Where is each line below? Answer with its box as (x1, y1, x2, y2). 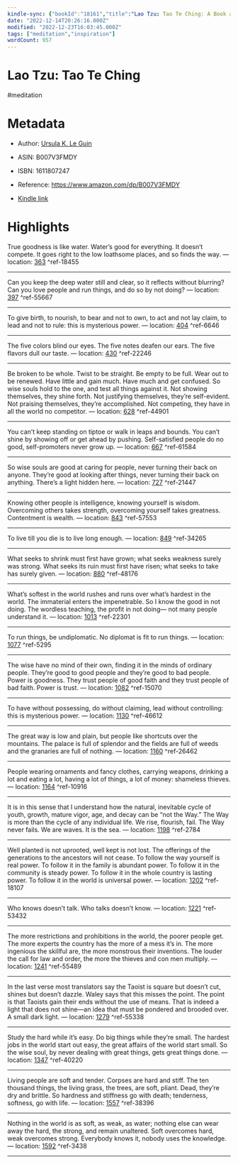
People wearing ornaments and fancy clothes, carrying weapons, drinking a (7, 767, 229, 776)
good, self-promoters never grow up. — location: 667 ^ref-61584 (7, 442, 197, 451)
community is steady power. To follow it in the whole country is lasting (7, 868, 212, 877)
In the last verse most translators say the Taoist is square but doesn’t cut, (7, 982, 221, 991)
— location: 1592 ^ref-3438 (7, 1141, 87, 1150)
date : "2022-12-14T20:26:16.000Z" (7, 17, 110, 24)
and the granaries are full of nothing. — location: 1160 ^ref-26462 (7, 747, 198, 755)
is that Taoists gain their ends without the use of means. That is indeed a (7, 997, 220, 1006)
